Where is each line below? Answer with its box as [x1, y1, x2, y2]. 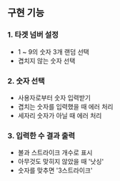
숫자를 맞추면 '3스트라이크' [17, 166, 93, 175]
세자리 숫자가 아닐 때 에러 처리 [17, 111, 102, 120]
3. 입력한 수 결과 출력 [7, 130, 76, 140]
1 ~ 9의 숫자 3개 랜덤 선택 [17, 47, 89, 56]
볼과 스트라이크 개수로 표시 [17, 148, 93, 157]
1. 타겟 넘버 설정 [7, 30, 59, 40]
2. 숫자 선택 [7, 76, 45, 86]
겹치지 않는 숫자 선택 [17, 56, 76, 65]
